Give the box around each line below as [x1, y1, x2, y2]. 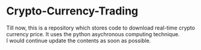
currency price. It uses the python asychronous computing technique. [6, 30, 180, 37]
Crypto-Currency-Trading [6, 4, 139, 18]
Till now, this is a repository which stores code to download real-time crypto [6, 24, 195, 31]
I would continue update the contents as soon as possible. [6, 37, 151, 44]
